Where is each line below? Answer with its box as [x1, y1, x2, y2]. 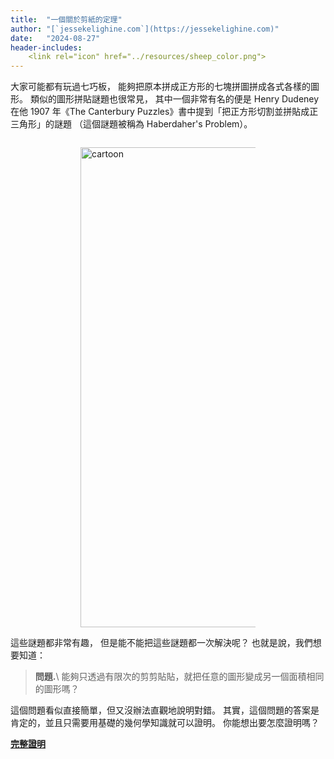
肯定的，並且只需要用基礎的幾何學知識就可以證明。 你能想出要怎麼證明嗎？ [10, 717, 320, 729]
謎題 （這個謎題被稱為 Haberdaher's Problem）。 [53, 118, 253, 130]
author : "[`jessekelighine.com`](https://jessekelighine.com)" [10, 24, 280, 34]
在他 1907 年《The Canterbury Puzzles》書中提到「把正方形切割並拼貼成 [10, 106, 310, 118]
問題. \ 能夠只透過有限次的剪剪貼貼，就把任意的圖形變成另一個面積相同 [34, 671, 325, 683]
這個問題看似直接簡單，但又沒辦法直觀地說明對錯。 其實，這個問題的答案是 [10, 704, 320, 716]
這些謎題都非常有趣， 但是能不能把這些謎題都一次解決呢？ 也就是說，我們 [10, 637, 313, 649]
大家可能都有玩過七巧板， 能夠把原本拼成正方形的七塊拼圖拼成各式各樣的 [10, 81, 311, 93]
